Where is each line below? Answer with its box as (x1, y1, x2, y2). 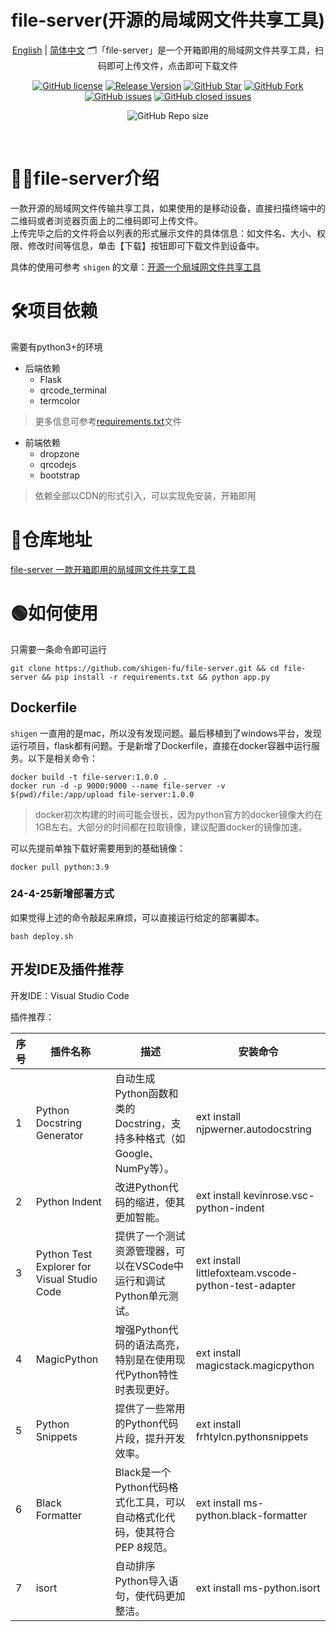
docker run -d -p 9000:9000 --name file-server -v (10, 781, 226, 791)
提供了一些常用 (114, 1401, 186, 1415)
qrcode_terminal (39, 384, 107, 396)
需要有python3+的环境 (10, 341, 103, 353)
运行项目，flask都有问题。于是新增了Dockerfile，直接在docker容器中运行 (10, 739, 312, 751)
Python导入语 (114, 1574, 179, 1588)
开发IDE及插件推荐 (10, 961, 124, 978)
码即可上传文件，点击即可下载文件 (98, 59, 238, 71)
